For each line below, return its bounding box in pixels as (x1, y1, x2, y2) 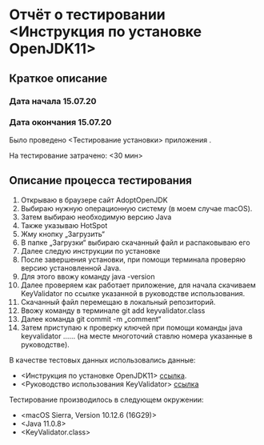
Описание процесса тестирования (9, 174, 193, 187)
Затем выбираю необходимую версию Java (20, 212, 172, 222)
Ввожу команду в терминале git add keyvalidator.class (20, 306, 206, 315)
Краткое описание (9, 71, 107, 85)
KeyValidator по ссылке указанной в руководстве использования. (20, 288, 246, 298)
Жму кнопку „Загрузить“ (20, 229, 106, 239)
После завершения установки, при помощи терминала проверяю (20, 255, 246, 264)
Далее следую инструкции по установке (20, 246, 161, 255)
